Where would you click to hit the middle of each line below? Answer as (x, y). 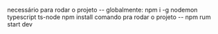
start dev (20, 24)
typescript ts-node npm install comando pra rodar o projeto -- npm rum (109, 17)
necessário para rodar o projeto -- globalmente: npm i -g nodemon (102, 10)
